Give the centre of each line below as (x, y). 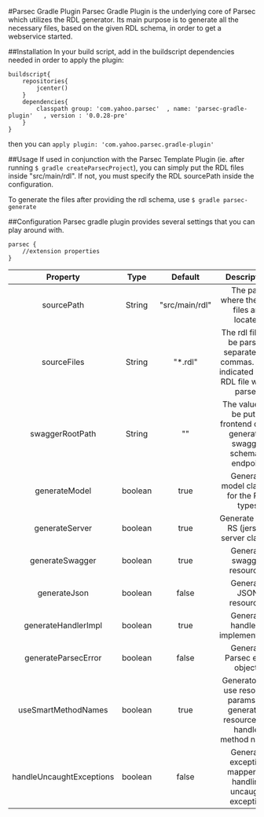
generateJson (63, 593)
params (242, 700)
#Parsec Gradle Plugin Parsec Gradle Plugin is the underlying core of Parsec (132, 11)
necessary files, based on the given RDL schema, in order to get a (115, 28)
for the (239, 496)
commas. (237, 362)
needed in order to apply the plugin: (66, 60)
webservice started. (40, 36)
